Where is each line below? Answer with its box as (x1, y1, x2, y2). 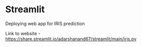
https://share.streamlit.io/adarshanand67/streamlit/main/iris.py (5, 36, 137, 42)
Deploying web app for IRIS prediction (5, 20, 85, 27)
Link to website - (5, 30, 41, 36)
